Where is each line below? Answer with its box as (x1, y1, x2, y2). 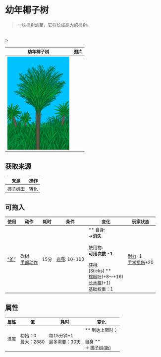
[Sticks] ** (88, 268, 111, 274)
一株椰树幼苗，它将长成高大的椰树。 (17, 22, 92, 28)
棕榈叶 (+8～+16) (88, 274, 124, 280)
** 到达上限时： (85, 327, 118, 333)
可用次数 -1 (88, 250, 113, 256)
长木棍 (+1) (88, 280, 111, 286)
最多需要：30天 (49, 339, 81, 345)
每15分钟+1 (49, 333, 73, 339)
